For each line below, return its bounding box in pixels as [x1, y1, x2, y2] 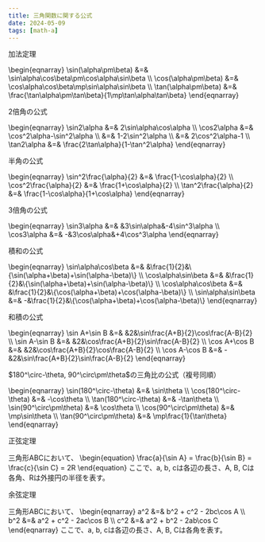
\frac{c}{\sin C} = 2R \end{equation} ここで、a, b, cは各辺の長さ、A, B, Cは [8, 463, 255, 473]
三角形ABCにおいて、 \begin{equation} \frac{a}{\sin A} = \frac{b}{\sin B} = [8, 453, 252, 462]
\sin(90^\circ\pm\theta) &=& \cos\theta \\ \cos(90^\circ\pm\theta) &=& [8, 403, 236, 412]
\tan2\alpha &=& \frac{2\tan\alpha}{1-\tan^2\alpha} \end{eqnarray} [8, 140, 226, 150]
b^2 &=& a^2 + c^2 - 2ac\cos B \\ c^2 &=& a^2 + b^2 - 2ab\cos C [8, 516, 219, 525]
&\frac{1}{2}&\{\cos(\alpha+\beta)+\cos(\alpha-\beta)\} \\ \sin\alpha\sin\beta [8, 287, 255, 297]
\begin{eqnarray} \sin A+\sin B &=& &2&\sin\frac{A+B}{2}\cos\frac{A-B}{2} [8, 328, 253, 338]
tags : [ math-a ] [8, 26, 59, 34]
